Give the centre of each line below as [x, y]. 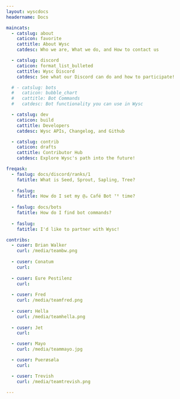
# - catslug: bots [34, 87]
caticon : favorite [39, 39]
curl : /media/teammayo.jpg [50, 349]
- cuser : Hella [30, 311]
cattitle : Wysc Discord [46, 71]
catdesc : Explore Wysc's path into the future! [76, 158]
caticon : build [35, 120]
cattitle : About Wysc [43, 44]
